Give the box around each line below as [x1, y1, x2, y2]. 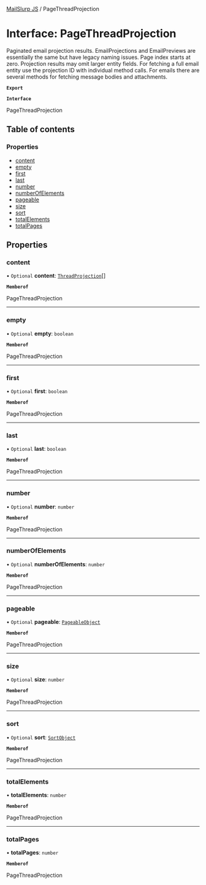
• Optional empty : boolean [6, 330, 74, 337]
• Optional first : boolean [6, 387, 68, 395]
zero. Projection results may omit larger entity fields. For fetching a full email [6, 60, 199, 67]
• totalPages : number [6, 849, 59, 856]
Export [6, 85, 23, 91]
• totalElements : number [6, 791, 67, 798]
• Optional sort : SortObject [6, 733, 76, 741]
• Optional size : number [6, 676, 65, 684]
